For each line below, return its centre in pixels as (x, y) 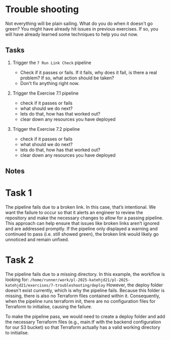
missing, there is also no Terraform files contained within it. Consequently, (83, 296)
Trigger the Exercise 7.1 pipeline (45, 93)
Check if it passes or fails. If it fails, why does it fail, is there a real (89, 72)
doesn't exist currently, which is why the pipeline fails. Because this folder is (85, 291)
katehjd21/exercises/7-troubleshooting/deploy (55, 286)
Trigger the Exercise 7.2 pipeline (46, 129)
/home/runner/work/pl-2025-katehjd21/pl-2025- (80, 280)
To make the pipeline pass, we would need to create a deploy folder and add (85, 317)
